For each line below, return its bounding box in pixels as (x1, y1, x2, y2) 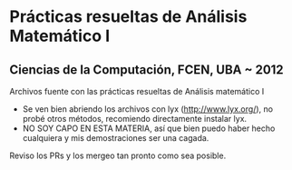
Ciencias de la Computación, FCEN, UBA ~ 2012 (9, 62, 284, 77)
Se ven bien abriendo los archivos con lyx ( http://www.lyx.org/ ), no (22, 104, 274, 115)
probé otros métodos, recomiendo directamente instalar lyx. (22, 114, 248, 124)
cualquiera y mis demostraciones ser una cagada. (22, 133, 209, 143)
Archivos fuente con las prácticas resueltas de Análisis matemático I (9, 86, 265, 96)
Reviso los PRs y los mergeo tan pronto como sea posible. (9, 150, 227, 161)
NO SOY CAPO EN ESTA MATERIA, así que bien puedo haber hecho (22, 123, 276, 134)
